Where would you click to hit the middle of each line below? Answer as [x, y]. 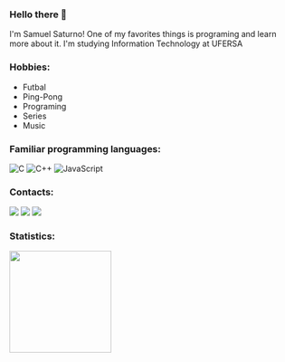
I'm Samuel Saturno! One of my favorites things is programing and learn [143, 34]
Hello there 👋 [38, 14]
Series [34, 116]
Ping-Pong [43, 96]
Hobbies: [30, 67]
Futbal [34, 87]
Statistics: [33, 236]
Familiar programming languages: [85, 148]
